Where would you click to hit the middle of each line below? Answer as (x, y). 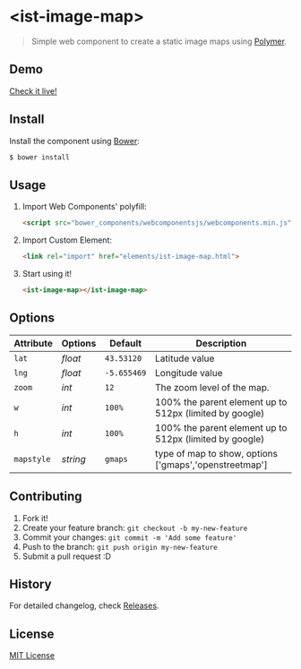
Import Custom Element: (67, 240)
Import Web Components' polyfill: (84, 207)
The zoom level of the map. (213, 387)
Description (221, 343)
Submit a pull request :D (67, 556)
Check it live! (33, 90)
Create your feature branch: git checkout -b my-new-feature (135, 527)
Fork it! (35, 518)
